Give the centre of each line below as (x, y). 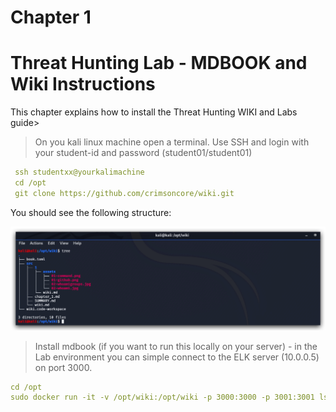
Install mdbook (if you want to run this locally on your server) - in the (176, 346)
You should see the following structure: (91, 212)
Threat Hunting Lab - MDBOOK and (159, 63)
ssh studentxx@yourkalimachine (79, 172)
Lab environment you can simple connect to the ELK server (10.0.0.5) (177, 357)
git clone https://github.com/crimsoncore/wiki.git (124, 193)
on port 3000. (63, 367)
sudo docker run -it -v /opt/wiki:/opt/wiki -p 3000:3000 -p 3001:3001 (162, 397)
